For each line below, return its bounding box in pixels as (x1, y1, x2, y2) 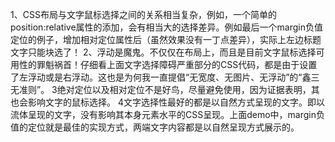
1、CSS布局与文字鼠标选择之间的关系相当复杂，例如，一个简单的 (10, 9, 277, 20)
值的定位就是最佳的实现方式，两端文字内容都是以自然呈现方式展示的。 (10, 121, 300, 133)
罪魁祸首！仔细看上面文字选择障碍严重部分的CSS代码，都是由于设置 (36, 59, 318, 70)
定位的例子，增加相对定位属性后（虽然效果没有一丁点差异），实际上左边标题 (10, 34, 322, 45)
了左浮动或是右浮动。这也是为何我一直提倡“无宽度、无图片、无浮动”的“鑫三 (10, 71, 320, 83)
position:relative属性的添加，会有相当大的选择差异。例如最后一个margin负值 (10, 21, 324, 33)
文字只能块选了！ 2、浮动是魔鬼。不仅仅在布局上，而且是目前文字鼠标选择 (10, 46, 317, 58)
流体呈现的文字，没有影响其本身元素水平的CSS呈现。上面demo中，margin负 (10, 109, 325, 120)
